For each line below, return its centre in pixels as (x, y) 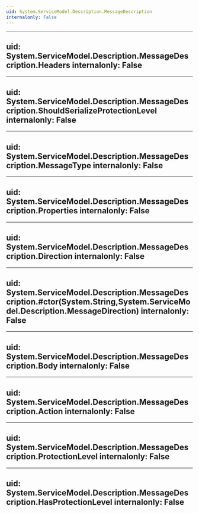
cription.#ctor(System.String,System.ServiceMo (98, 302)
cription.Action (35, 411)
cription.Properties (42, 211)
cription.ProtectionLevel (52, 457)
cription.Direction (39, 256)
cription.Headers (38, 65)
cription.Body (32, 366)
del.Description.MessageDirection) (73, 311)
